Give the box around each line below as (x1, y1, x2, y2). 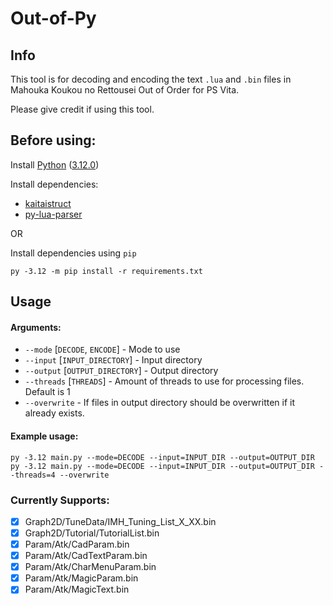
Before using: (10, 132, 97, 149)
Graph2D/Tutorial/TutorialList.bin (24, 527, 160, 539)
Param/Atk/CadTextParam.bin (24, 550, 148, 562)
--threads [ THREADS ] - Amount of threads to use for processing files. (24, 375, 305, 387)
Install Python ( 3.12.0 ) (10, 158, 100, 171)
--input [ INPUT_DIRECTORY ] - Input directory (24, 354, 203, 366)
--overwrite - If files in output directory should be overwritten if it (24, 397, 296, 409)
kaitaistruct (24, 197, 72, 209)
